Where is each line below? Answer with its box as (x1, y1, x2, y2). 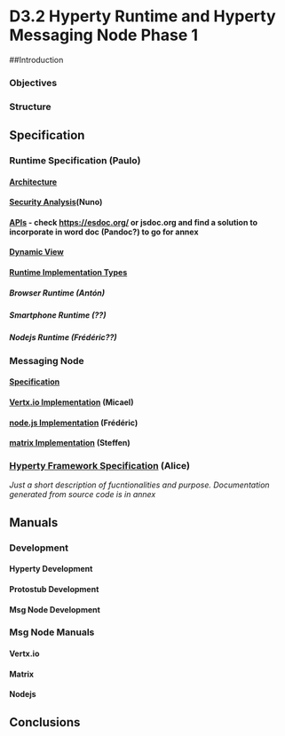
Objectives (9, 76, 58, 89)
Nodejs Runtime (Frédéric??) (9, 332, 117, 343)
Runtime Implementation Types (9, 267, 128, 278)
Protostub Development (9, 583, 99, 594)
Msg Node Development (9, 604, 100, 614)
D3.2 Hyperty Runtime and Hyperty (9, 6, 277, 27)
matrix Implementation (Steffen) (9, 438, 131, 448)
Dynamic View (9, 247, 64, 257)
